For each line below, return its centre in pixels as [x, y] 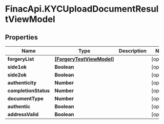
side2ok [17, 75]
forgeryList [21, 59]
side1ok [17, 67]
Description [133, 51]
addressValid [23, 114]
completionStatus [29, 91]
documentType [26, 98]
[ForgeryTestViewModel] [84, 59]
